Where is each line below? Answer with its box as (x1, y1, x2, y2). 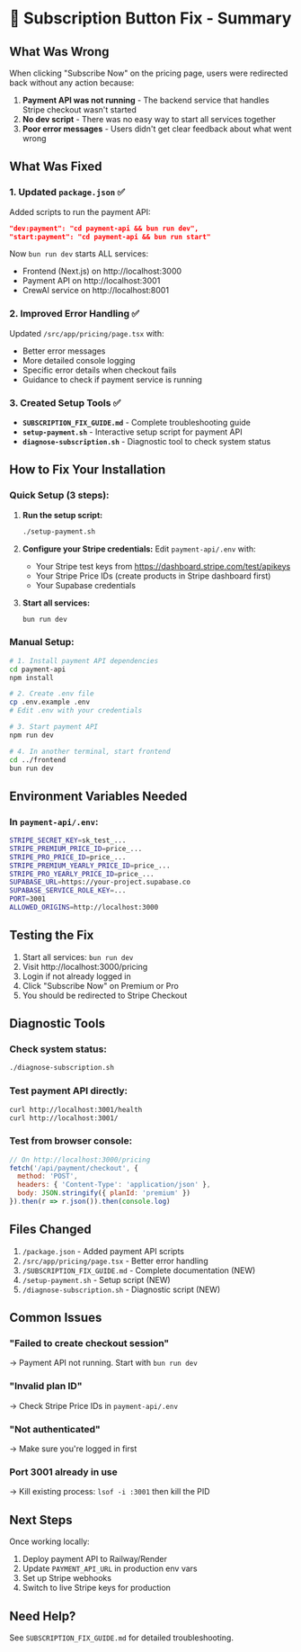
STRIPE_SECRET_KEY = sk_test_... (9, 836, 127, 845)
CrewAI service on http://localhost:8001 (22, 285, 169, 296)
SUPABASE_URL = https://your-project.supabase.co (9, 877, 191, 887)
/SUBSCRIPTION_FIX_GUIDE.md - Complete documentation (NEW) (22, 1264, 256, 1276)
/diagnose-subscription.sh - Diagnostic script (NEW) (22, 1284, 221, 1295)
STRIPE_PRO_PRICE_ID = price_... (9, 852, 127, 862)
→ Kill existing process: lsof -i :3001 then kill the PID (9, 1486, 210, 1497)
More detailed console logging (22, 355, 136, 365)
